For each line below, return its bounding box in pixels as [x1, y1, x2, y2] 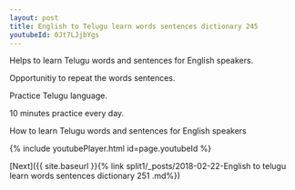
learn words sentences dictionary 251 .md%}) [9, 170, 180, 182]
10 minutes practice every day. [9, 108, 125, 119]
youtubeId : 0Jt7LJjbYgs [9, 30, 100, 39]
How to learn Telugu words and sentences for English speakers [9, 125, 248, 136]
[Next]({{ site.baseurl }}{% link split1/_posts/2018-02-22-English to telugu [9, 161, 287, 172]
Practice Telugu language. [9, 90, 107, 101]
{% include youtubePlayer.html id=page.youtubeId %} [9, 143, 212, 155]
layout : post [9, 13, 59, 23]
